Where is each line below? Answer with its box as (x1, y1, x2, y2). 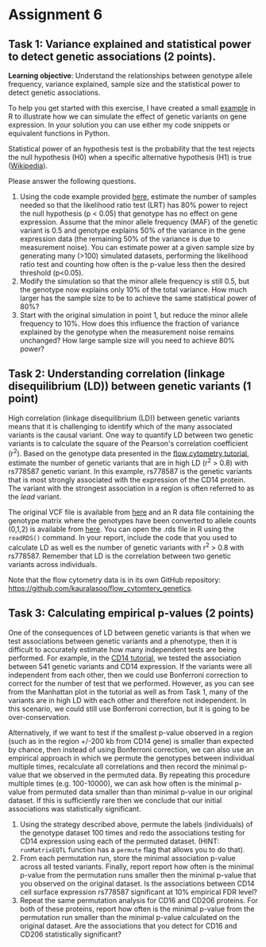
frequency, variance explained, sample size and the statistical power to (8, 80, 241, 88)
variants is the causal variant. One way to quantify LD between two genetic (8, 430, 254, 440)
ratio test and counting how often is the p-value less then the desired (19, 260, 246, 268)
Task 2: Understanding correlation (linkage (8, 367, 226, 381)
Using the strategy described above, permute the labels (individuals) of (19, 819, 253, 829)
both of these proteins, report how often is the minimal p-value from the (19, 904, 255, 914)
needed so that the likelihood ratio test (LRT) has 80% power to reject (19, 201, 249, 209)
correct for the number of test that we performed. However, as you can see (8, 679, 255, 688)
